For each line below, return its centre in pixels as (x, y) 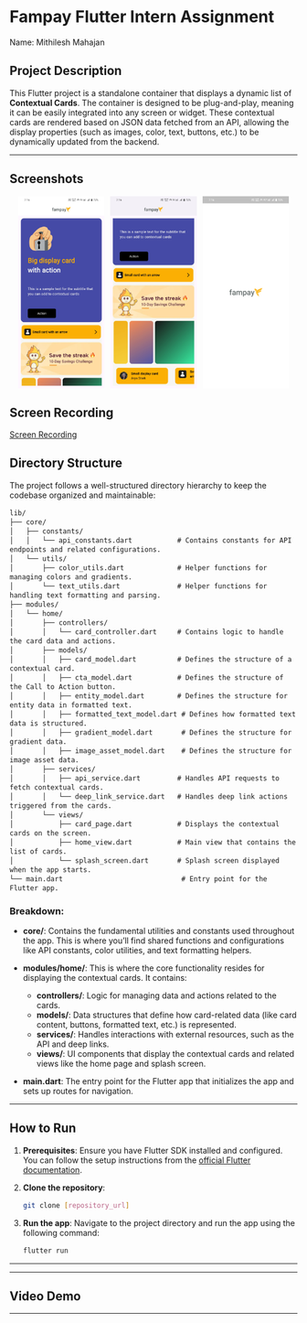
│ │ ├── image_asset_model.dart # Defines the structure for (151, 751)
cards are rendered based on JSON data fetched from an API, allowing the (149, 122)
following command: (61, 1232)
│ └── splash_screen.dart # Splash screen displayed (145, 860)
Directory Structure (66, 463)
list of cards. (38, 851)
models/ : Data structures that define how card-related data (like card (166, 1015)
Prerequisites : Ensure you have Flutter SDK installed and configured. (153, 1150)
